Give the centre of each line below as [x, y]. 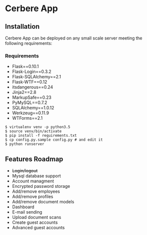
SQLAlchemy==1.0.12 [33, 108]
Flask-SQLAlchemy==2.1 [37, 77]
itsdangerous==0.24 [33, 87]
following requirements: [29, 43]
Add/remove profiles [33, 197]
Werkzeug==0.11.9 [31, 113]
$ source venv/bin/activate [33, 131]
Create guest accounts [35, 222]
